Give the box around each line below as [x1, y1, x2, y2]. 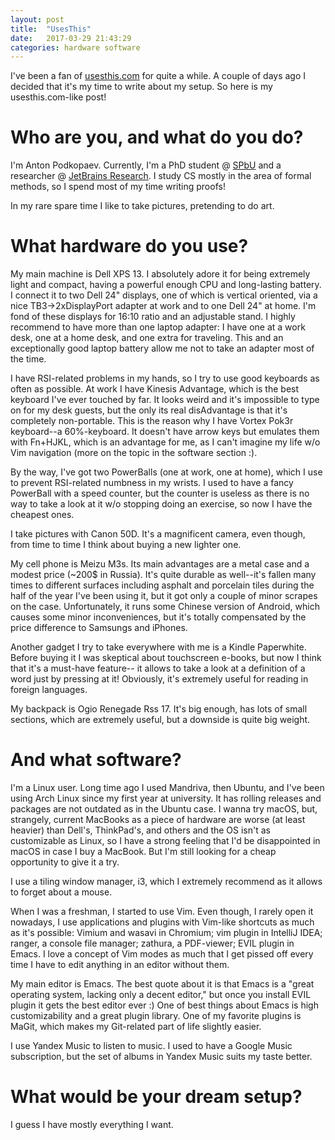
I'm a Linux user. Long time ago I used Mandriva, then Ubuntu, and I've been [10, 782, 325, 794]
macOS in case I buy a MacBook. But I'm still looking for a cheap [10, 846, 277, 858]
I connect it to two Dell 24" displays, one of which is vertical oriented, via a [10, 289, 318, 301]
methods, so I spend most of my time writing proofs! [10, 181, 226, 193]
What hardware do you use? [10, 235, 249, 258]
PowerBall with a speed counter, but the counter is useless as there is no [10, 487, 310, 500]
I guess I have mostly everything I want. [10, 1119, 174, 1130]
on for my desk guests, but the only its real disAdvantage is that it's [10, 404, 288, 416]
